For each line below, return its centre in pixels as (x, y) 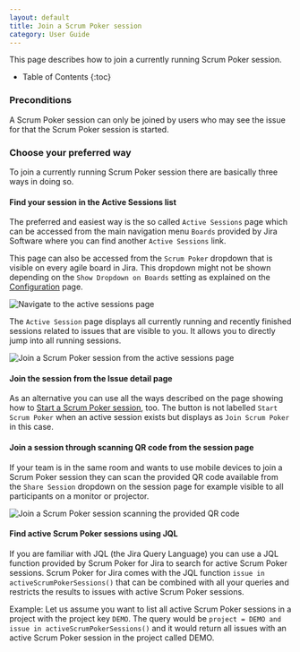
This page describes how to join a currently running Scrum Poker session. (146, 60)
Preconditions (41, 100)
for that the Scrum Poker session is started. (89, 129)
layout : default (39, 17)
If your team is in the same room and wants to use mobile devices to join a (146, 468)
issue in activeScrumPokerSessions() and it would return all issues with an (148, 628)
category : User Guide (50, 34)
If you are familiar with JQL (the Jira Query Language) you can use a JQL (144, 553)
